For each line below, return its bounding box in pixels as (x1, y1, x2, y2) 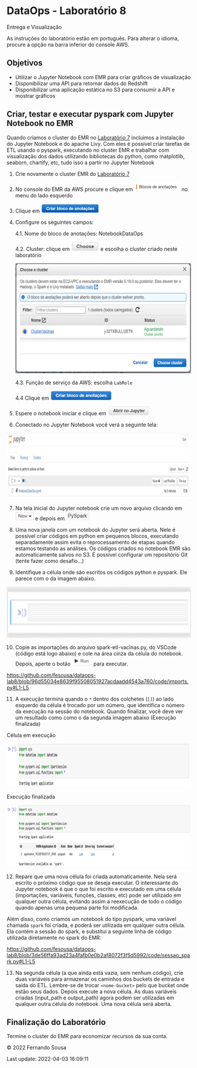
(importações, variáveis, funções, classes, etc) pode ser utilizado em (15, 892, 182, 899)
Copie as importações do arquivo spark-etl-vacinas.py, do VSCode (15, 643, 177, 651)
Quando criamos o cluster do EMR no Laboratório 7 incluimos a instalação (6, 134, 185, 141)
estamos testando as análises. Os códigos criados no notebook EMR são (15, 545, 191, 552)
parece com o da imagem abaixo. (15, 575, 96, 582)
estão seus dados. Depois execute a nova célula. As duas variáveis (15, 988, 177, 995)
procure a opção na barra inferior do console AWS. (6, 41, 130, 48)
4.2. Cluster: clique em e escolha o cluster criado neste (15, 245, 178, 253)
